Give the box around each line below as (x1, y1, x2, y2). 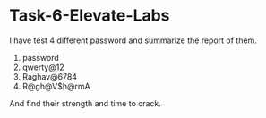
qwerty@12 (21, 62, 64, 72)
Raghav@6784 (21, 71, 78, 81)
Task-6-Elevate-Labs (9, 5, 170, 26)
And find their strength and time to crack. (9, 97, 161, 108)
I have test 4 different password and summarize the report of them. (9, 35, 257, 46)
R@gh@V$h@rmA (21, 80, 91, 91)
